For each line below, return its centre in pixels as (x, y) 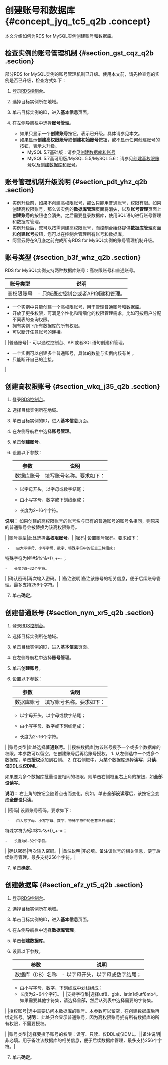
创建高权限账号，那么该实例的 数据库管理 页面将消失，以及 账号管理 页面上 (87, 209)
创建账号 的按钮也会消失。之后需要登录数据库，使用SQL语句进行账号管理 (87, 215)
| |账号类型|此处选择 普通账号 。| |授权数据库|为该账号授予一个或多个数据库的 (83, 747)
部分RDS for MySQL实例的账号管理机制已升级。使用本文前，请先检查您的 (80, 74)
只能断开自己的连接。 (34, 359)
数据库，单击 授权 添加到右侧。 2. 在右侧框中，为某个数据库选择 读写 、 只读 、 (83, 760)
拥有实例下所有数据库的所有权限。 (47, 326)
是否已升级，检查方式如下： (38, 80)
